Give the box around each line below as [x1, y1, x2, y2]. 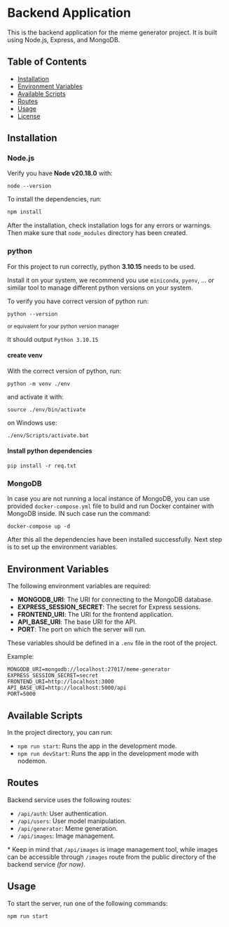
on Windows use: [7, 418, 57, 427]
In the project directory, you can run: [7, 728, 113, 736]
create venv [7, 351, 43, 359]
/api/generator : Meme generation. [17, 824, 118, 832]
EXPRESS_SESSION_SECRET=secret [7, 672, 99, 679]
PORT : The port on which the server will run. [17, 625, 146, 634]
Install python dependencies [7, 447, 92, 455]
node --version [7, 182, 52, 190]
